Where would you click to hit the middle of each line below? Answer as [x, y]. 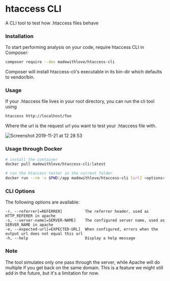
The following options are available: [42, 202]
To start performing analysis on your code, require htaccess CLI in [75, 47]
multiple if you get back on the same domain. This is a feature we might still [84, 267]
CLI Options [20, 191]
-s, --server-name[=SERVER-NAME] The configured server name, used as [85, 220]
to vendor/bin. [20, 77]
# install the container [32, 159]
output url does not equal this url [44, 234]
